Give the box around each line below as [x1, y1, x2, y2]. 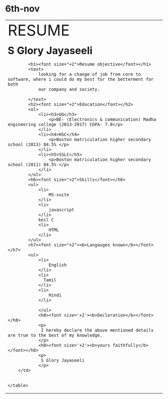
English [48, 262, 67, 268]
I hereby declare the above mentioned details [40, 327, 154, 333]
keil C [38, 217, 54, 222]
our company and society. [38, 86, 100, 92]
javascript [48, 207, 74, 212]
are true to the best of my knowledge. [7, 332, 102, 338]
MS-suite [48, 192, 69, 197]
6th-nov [5, 3, 40, 15]
